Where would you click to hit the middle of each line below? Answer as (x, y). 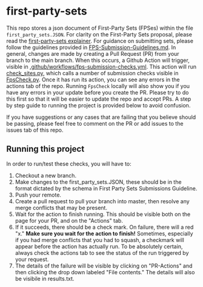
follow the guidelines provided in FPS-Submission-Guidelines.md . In (91, 47)
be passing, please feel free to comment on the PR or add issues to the (95, 123)
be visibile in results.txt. (45, 279)
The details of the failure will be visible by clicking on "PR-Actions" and (104, 266)
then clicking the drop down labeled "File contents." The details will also (105, 272)
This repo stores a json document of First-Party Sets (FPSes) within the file (100, 28)
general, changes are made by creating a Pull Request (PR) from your (93, 53)
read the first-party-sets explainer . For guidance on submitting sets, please (100, 41)
